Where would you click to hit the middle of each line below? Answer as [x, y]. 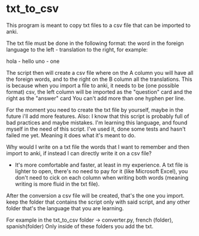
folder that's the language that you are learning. [65, 208]
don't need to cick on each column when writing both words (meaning [102, 177]
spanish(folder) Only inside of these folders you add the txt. [80, 226]
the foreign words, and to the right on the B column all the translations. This [99, 79]
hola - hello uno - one [33, 61]
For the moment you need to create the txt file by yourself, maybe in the [95, 110]
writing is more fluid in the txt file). [57, 184]
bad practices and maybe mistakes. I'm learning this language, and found [97, 122]
